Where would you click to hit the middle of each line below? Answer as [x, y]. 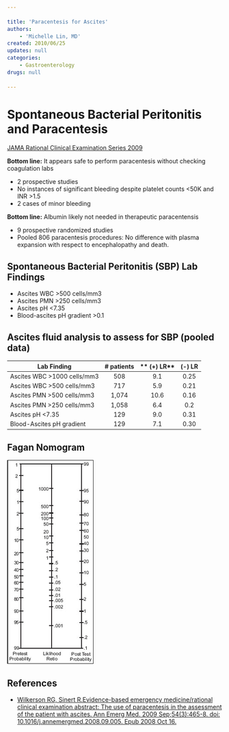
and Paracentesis [57, 129]
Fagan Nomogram [46, 447]
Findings [26, 277]
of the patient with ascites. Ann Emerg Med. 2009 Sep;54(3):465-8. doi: [119, 714]
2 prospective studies [48, 182]
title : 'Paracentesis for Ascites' [58, 22]
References [32, 683]
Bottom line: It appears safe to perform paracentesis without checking [107, 161]
